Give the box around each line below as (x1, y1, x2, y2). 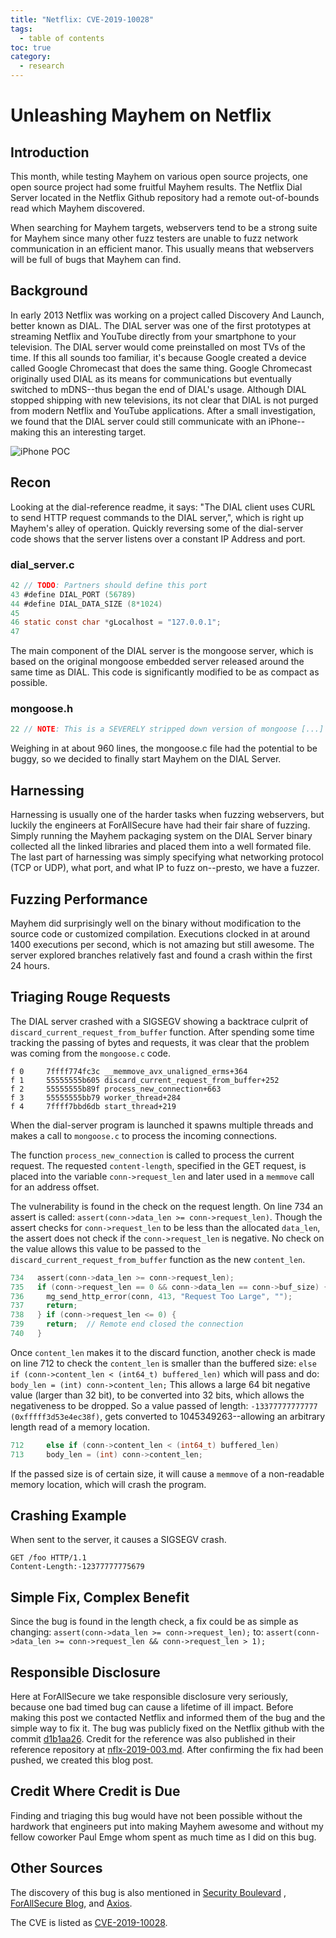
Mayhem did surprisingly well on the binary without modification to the (10, 917, 302, 929)
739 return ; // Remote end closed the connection (10, 1319, 244, 1330)
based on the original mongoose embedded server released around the (10, 656, 305, 668)
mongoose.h (10, 702, 74, 716)
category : (10, 52, 52, 62)
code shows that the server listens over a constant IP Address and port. (10, 532, 306, 545)
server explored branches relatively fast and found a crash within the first (10, 949, 313, 961)
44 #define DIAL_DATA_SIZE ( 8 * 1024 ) (10, 599, 163, 609)
